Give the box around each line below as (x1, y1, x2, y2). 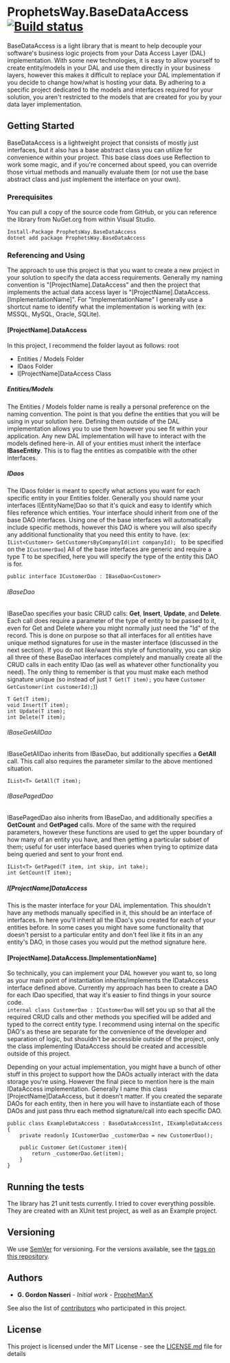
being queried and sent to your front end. (7, 850, 124, 859)
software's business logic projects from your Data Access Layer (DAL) (7, 49, 206, 57)
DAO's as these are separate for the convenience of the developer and (7, 1027, 207, 1036)
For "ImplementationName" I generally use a (78, 296, 203, 304)
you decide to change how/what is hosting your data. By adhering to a (7, 78, 206, 86)
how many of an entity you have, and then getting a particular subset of (7, 835, 209, 844)
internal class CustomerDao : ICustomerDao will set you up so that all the (7, 1005, 216, 1014)
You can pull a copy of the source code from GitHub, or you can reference (7, 208, 218, 216)
